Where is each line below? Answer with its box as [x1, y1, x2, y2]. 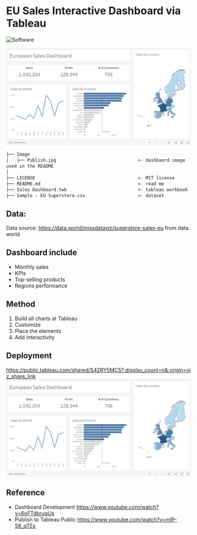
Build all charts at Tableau [14, 315, 78, 322]
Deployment [6, 351, 52, 361]
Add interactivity [14, 333, 55, 341]
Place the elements [14, 327, 62, 334]
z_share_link [6, 372, 36, 379]
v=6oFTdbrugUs [14, 510, 55, 517]
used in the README [6, 163, 54, 169]
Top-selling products [14, 276, 66, 283]
